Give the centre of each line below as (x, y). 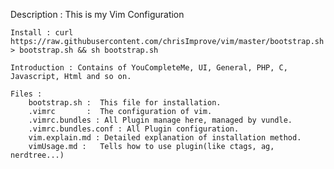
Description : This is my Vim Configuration (97, 14)
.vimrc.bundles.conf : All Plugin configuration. (134, 129)
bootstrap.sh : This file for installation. (125, 103)
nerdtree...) (37, 155)
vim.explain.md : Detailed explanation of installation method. (165, 138)
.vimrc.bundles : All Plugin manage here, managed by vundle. (160, 120)
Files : (26, 94)
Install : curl (42, 33)
